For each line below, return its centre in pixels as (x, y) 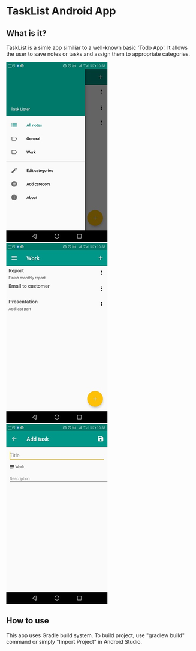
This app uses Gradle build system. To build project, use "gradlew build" (95, 635)
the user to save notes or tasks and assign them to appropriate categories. (98, 54)
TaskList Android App (61, 11)
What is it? (26, 33)
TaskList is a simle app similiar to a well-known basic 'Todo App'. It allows (97, 47)
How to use (28, 621)
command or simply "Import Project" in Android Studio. (74, 641)
